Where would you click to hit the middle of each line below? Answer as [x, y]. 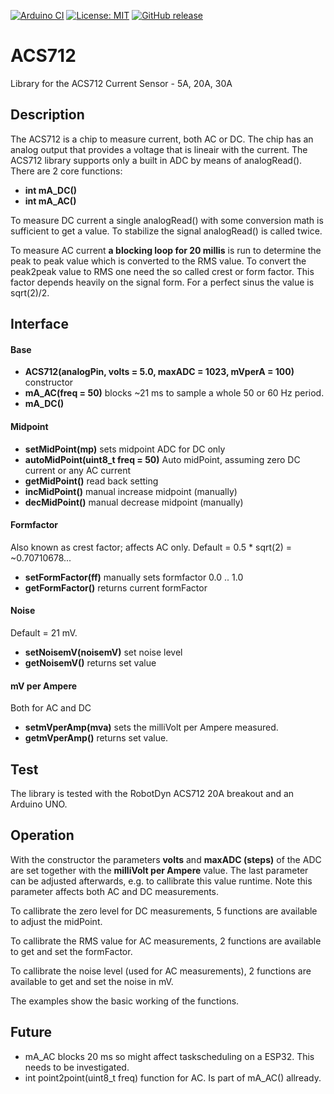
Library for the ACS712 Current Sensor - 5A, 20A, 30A [121, 83]
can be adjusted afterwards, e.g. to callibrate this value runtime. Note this [161, 881]
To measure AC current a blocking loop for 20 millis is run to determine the [166, 250]
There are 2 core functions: [66, 171]
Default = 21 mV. [44, 632]
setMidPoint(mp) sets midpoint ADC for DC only [125, 449]
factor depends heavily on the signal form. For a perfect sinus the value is [162, 282]
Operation [42, 835]
